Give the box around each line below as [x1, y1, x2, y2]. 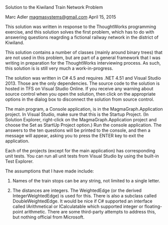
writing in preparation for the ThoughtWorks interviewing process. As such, [5, 60, 161, 66]
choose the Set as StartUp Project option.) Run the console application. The [5, 122, 162, 128]
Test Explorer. [5, 158, 34, 164]
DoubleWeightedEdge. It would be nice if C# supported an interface [12, 198, 153, 204]
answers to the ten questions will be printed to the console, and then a [5, 127, 150, 133]
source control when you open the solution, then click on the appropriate [5, 91, 156, 97]
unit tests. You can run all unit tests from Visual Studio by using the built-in [5, 153, 159, 159]
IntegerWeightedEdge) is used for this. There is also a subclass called [12, 193, 157, 198]
